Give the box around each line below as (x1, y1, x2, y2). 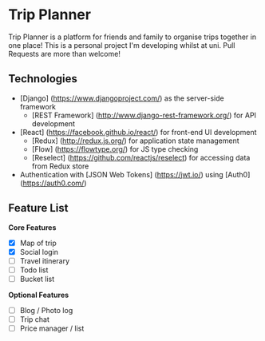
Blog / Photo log (19, 305, 73, 315)
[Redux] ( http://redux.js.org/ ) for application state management (31, 136, 239, 145)
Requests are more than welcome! (8, 49, 121, 58)
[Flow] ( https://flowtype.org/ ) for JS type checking (31, 144, 199, 153)
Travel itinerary (19, 256, 70, 265)
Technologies (8, 72, 78, 85)
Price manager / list (19, 323, 85, 333)
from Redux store (31, 161, 89, 171)
